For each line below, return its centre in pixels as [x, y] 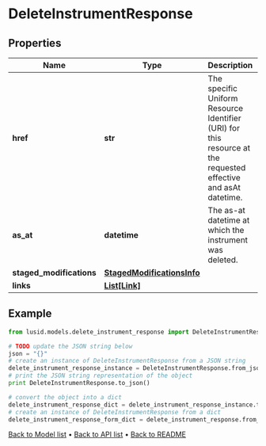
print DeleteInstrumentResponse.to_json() [79, 383]
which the [226, 230]
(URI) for [224, 128]
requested [227, 168]
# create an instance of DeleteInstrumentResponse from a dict [115, 412]
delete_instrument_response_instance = [74, 368]
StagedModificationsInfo [152, 273]
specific [222, 88]
